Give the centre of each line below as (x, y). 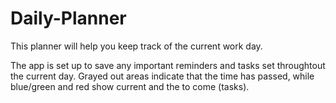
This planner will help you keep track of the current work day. (136, 46)
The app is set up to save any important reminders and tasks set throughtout (168, 65)
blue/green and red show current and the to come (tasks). (130, 86)
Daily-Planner (68, 18)
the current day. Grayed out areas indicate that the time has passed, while (162, 76)
